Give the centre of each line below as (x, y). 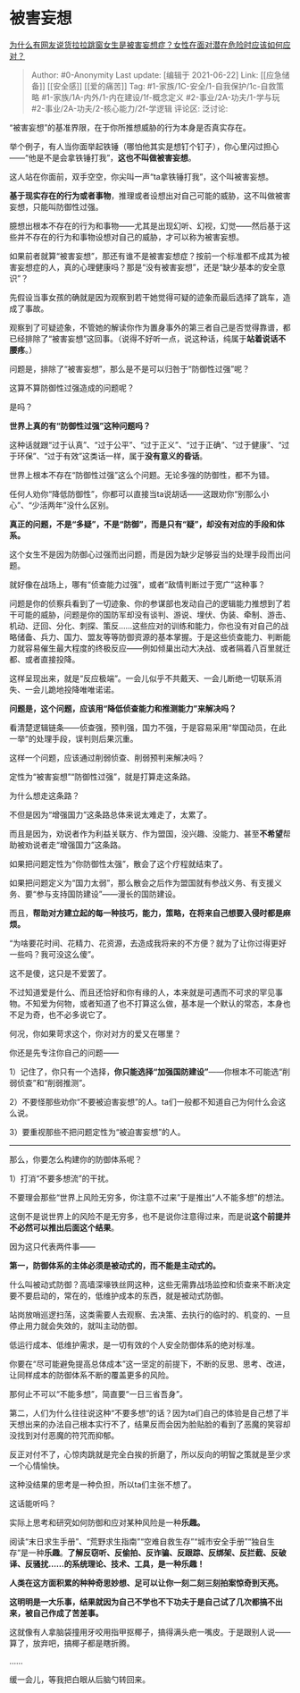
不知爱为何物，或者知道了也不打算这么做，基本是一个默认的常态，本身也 (158, 1003)
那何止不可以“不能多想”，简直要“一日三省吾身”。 (98, 1394)
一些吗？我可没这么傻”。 (54, 954)
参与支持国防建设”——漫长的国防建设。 (108, 894)
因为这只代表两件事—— (52, 1246)
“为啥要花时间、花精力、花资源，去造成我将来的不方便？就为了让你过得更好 (148, 943)
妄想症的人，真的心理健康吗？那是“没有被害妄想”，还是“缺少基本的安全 (147, 267)
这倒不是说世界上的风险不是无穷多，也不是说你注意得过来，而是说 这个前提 (146, 1216)
